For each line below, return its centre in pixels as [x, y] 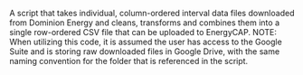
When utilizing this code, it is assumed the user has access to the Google [146, 42]
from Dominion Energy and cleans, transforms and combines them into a [145, 23]
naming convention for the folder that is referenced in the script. [129, 61]
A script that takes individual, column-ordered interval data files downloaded [152, 13]
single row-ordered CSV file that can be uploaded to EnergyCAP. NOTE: [143, 32]
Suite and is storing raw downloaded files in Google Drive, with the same [145, 52]
